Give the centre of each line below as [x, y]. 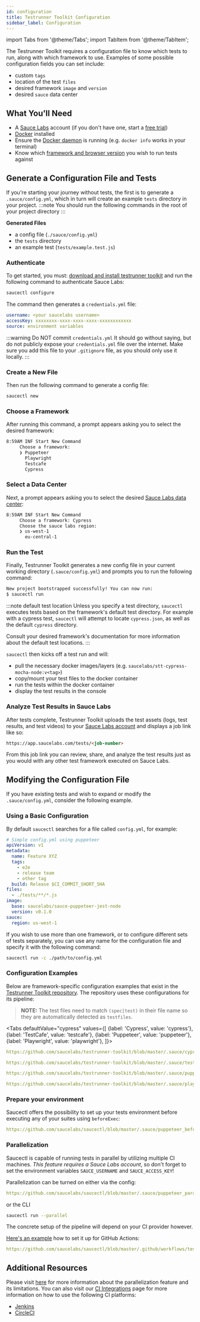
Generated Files [26, 223]
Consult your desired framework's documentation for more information [93, 636]
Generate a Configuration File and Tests [81, 178]
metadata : [18, 851]
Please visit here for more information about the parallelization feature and [97, 1282]
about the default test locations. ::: [48, 643]
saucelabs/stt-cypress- [158, 666]
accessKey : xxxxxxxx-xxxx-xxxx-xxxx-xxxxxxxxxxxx [69, 321]
